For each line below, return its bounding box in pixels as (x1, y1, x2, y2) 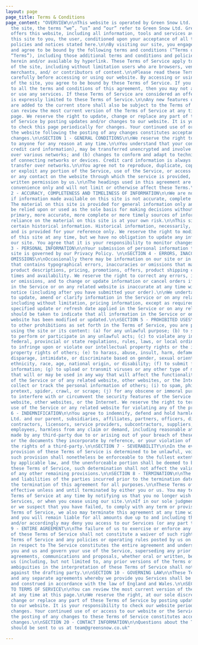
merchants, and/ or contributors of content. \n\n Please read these (11, 69, 181, 75)
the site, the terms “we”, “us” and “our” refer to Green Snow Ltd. (11, 25, 183, 31)
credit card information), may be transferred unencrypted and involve (11, 146, 191, 152)
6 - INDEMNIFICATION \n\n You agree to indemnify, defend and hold (11, 410, 176, 416)
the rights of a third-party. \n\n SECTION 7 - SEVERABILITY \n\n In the (11, 443, 186, 449)
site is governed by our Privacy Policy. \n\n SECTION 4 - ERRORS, (11, 251, 178, 257)
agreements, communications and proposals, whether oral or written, (11, 553, 186, 559)
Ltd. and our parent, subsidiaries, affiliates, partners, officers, (11, 415, 186, 422)
